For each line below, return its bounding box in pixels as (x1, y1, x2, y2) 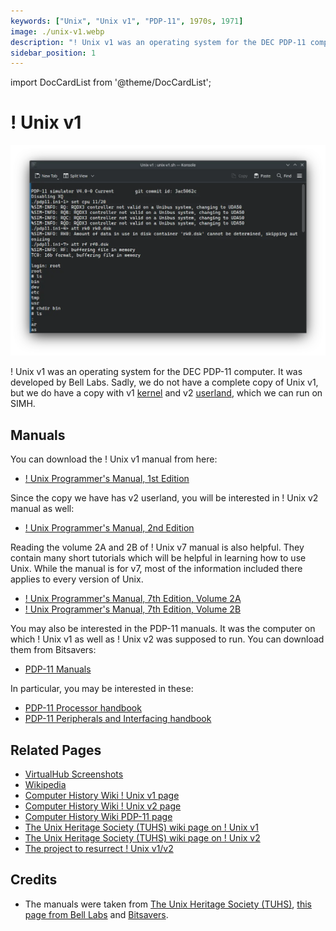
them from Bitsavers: (10, 644, 97, 656)
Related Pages (10, 741, 102, 759)
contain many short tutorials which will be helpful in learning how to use (10, 552, 307, 564)
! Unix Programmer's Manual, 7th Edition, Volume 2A (24, 593, 242, 605)
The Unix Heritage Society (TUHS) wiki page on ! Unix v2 (24, 831, 261, 844)
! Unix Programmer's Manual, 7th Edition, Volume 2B (24, 603, 242, 615)
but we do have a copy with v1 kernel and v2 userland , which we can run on (10, 387, 323, 399)
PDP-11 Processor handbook (24, 702, 142, 714)
